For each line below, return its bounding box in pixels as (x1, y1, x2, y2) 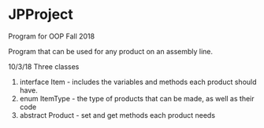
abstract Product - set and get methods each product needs (19, 110, 215, 119)
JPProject (8, 5, 73, 24)
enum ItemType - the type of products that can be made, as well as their (19, 93, 255, 103)
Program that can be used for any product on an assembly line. (8, 46, 214, 56)
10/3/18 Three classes (8, 61, 80, 71)
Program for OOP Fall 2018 (8, 31, 95, 41)
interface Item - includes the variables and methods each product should (19, 77, 258, 86)
